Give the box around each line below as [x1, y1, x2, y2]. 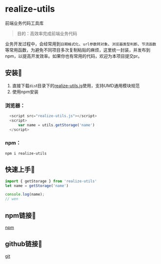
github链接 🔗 [5, 240, 42, 248]
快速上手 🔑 [5, 165, 35, 174]
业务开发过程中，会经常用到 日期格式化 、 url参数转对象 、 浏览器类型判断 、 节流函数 [5, 41, 157, 47]
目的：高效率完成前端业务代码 [17, 30, 77, 36]
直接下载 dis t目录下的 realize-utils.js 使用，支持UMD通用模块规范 [12, 82, 140, 88]
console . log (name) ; [5, 192, 45, 197]
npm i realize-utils [5, 151, 47, 156]
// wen [5, 197, 19, 202]
